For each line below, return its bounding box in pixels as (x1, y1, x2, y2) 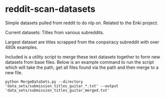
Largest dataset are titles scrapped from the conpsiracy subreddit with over (5, 39, 160, 45)
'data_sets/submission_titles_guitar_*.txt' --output (5, 83, 119, 89)
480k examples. (5, 44, 38, 50)
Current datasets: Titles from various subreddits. (5, 29, 105, 35)
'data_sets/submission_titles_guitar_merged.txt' (5, 88, 110, 93)
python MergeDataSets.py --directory (5, 79, 83, 84)
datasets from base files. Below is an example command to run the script (5, 59, 154, 65)
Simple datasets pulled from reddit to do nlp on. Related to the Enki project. (5, 20, 159, 26)
